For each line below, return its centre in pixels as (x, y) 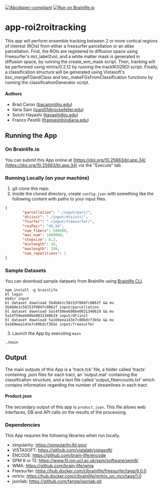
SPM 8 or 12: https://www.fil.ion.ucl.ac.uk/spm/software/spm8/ (75, 461)
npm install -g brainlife (31, 290)
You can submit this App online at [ (40, 160)
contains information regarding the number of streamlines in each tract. (77, 385)
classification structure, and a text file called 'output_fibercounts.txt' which (80, 379)
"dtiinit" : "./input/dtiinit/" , (55, 217)
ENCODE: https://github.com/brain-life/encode (59, 455)
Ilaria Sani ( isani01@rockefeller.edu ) (48, 110)
